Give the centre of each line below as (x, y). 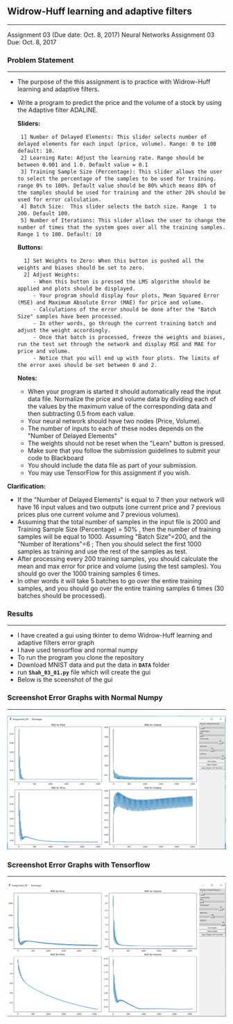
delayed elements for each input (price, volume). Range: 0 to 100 (116, 144)
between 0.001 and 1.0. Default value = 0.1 (83, 165)
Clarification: (27, 487)
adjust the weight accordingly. (64, 331)
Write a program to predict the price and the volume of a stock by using (119, 103)
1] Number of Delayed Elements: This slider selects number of (114, 137)
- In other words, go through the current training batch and (124, 324)
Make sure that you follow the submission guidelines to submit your (124, 450)
